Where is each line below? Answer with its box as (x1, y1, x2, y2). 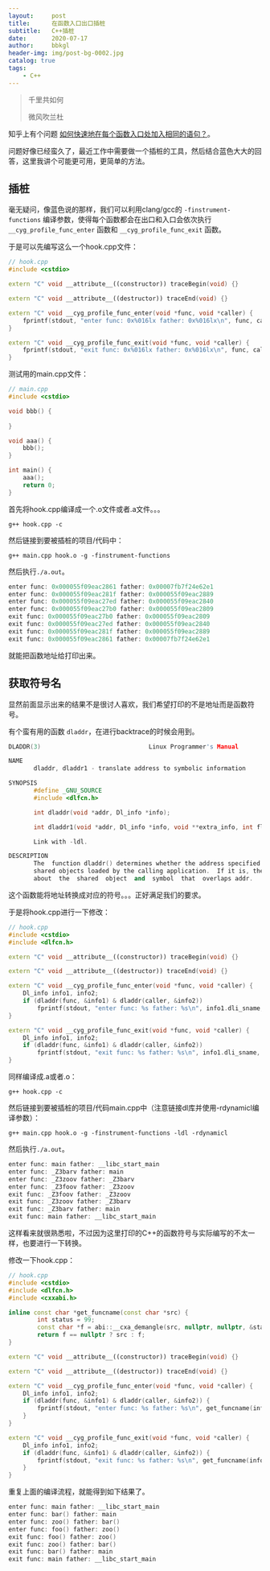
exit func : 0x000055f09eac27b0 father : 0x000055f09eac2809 (8, 612, 211, 621)
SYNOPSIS (8, 779, 38, 787)
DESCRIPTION (8, 852, 48, 860)
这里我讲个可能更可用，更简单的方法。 (22, 156, 149, 166)
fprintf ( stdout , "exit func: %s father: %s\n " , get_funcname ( (37, 1456, 250, 1465)
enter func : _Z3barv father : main (8, 1168, 125, 1176)
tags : (8, 64, 27, 72)
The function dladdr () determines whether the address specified (33, 860, 261, 868)
